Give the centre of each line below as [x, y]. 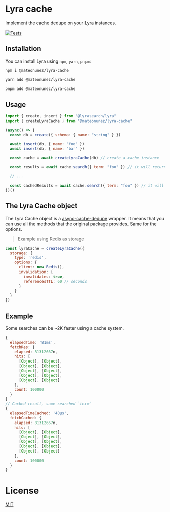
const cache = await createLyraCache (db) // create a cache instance [84, 158]
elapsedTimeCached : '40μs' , [39, 413]
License [22, 490]
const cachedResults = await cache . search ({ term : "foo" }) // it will [87, 186]
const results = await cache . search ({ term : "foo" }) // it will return [88, 167]
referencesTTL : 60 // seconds [55, 281]
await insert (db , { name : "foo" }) [47, 144]
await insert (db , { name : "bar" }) [47, 149]
